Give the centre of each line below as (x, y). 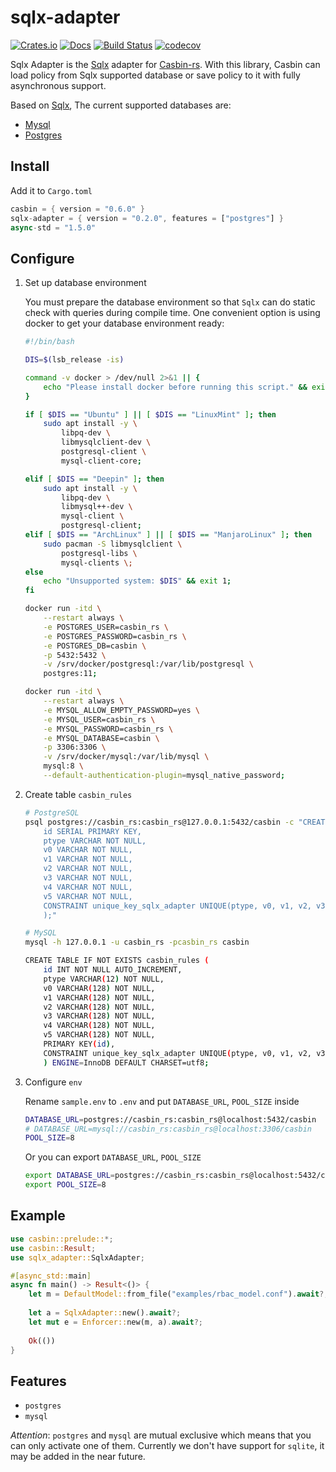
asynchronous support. (58, 85)
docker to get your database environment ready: (124, 323)
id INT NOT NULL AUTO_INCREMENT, (113, 970)
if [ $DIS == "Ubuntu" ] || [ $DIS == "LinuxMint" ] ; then (150, 414)
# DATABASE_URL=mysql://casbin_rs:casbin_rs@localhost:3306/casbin (168, 1129)
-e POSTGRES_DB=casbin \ (95, 646)
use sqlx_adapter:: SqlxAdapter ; (77, 1257)
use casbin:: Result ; (53, 1248)
